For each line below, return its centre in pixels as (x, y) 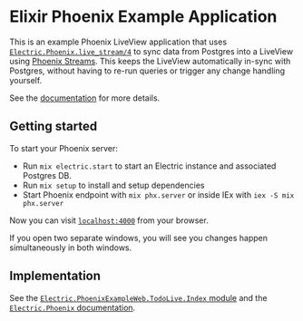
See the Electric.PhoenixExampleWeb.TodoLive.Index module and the (138, 297)
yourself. (26, 80)
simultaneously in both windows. (71, 248)
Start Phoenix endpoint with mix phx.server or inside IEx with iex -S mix (158, 195)
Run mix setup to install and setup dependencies (113, 185)
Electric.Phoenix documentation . (73, 307)
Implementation (55, 276)
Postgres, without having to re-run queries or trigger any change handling (147, 71)
